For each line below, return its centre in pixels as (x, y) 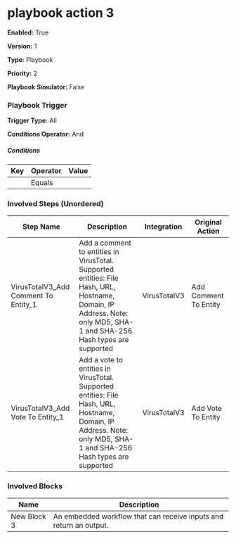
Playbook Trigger (38, 105)
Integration (163, 227)
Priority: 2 (22, 73)
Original (209, 222)
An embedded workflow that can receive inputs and (138, 516)
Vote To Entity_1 (38, 417)
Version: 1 (22, 46)
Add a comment (105, 243)
